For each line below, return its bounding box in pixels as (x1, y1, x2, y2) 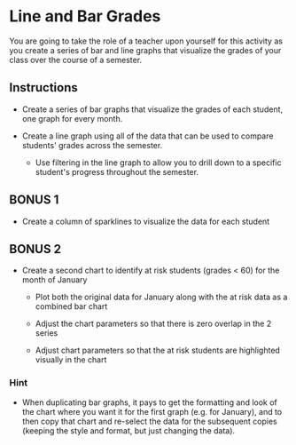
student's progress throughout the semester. (35, 166, 199, 177)
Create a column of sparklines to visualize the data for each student (21, 216, 270, 226)
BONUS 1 (9, 193, 59, 208)
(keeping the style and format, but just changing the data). (21, 425, 236, 436)
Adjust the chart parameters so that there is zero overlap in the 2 (35, 318, 272, 330)
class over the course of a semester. (9, 54, 143, 65)
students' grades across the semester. (21, 139, 163, 150)
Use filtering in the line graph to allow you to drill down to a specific (35, 157, 282, 168)
